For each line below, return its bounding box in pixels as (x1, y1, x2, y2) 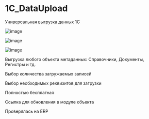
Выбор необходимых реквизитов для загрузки (5, 80, 102, 86)
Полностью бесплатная (5, 89, 54, 95)
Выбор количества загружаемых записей (5, 71, 92, 76)
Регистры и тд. (5, 61, 36, 67)
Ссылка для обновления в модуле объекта (5, 99, 94, 104)
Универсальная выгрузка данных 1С (5, 19, 80, 25)
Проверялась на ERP (5, 108, 49, 114)
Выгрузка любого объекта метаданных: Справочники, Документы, (5, 56, 144, 62)
